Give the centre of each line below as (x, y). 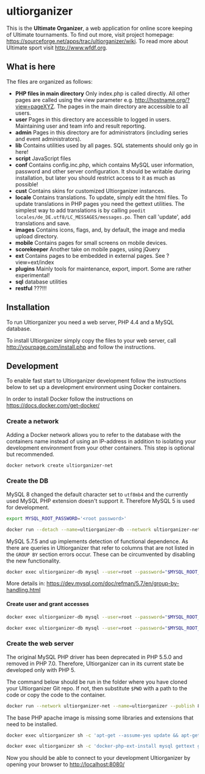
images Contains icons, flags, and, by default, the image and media (100, 230)
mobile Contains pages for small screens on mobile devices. (91, 243)
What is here (31, 67)
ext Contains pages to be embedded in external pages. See (90, 255)
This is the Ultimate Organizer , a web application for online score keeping (99, 28)
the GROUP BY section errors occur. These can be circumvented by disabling (101, 554)
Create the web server (40, 644)
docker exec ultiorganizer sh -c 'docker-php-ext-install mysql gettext (101, 747)
